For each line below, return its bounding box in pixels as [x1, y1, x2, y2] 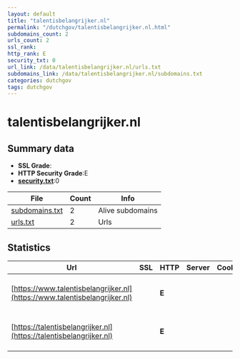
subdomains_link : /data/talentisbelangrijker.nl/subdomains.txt [7, 70, 203, 77]
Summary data [7, 142, 75, 154]
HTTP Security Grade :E [17, 169, 89, 178]
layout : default [7, 10, 56, 18]
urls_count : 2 [7, 37, 50, 44]
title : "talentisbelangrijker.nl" [7, 17, 111, 24]
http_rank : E [7, 51, 46, 58]
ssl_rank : [7, 44, 37, 51]
